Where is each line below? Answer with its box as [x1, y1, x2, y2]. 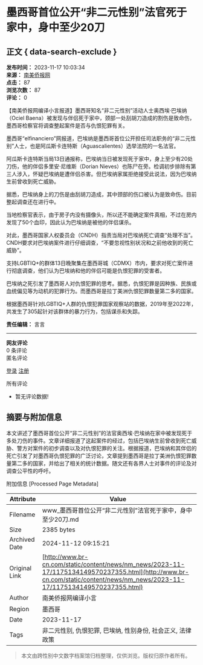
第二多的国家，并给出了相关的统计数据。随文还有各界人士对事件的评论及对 [11, 459, 197, 467]
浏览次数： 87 [6, 86, 41, 94]
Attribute [9, 495, 36, 503]
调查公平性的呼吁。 [6, 467, 54, 475]
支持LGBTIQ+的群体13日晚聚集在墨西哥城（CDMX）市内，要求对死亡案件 [6, 259, 188, 267]
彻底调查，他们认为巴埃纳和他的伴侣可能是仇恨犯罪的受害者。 [11, 267, 165, 274]
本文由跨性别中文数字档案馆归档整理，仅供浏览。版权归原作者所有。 [21, 652, 191, 659]
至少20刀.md [42, 515, 79, 524]
